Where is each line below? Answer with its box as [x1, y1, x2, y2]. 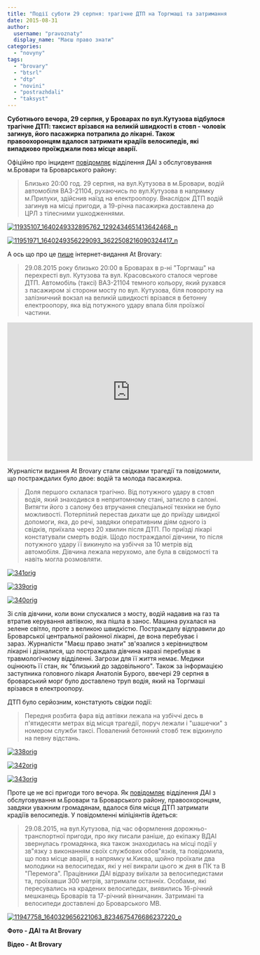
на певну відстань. [24, 734, 81, 742]
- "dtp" [13, 75, 36, 83]
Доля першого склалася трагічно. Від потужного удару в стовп [24, 488, 215, 496]
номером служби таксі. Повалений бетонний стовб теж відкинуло [24, 726, 223, 735]
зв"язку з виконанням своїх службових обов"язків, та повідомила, [24, 847, 224, 855]
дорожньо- [174, 824, 207, 833]
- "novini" [13, 82, 46, 89]
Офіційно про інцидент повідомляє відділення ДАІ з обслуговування [7, 158, 212, 166]
